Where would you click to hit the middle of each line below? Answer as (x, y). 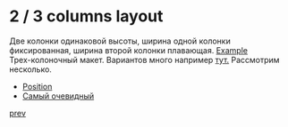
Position (37, 86)
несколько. (30, 69)
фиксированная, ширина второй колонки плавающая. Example (129, 50)
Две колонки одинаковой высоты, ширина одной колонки (120, 41)
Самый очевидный (58, 96)
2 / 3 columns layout (86, 16)
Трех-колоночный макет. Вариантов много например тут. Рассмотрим (144, 60)
